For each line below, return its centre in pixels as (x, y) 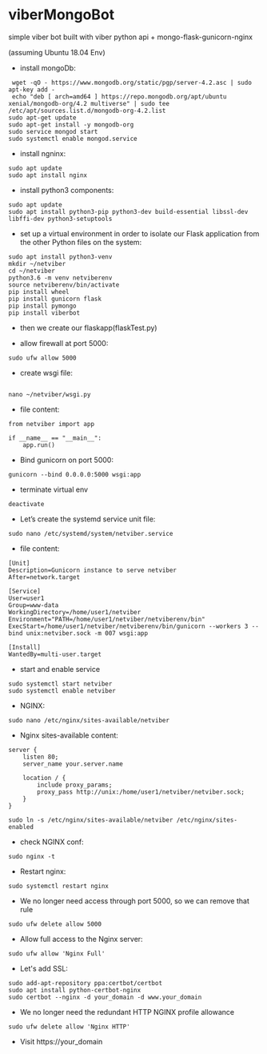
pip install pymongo (43, 306)
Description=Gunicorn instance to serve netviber (93, 570)
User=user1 (26, 598)
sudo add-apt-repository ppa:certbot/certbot (85, 983)
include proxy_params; (75, 785)
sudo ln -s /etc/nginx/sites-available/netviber (91, 820)
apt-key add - (32, 90)
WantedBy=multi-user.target (55, 654)
